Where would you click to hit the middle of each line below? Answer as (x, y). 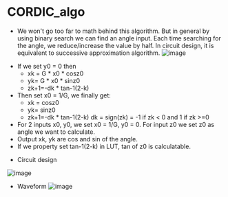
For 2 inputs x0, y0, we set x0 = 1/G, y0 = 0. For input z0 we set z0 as (116, 124)
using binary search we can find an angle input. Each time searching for (119, 38)
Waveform (32, 186)
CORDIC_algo (46, 12)
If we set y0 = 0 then (46, 66)
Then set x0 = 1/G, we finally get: (64, 95)
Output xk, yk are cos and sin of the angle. (77, 139)
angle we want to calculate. (56, 132)
